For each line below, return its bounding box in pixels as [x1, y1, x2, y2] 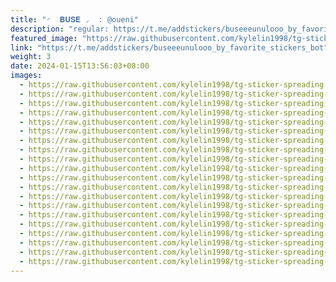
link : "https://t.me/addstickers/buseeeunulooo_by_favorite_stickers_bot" [10, 42, 329, 53]
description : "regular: [10, 24, 110, 34]
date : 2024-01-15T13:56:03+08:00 [10, 61, 150, 71]
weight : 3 [10, 52, 52, 62]
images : [10, 71, 43, 81]
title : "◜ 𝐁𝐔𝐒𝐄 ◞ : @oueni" [10, 14, 139, 25]
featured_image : [10, 33, 78, 43]
